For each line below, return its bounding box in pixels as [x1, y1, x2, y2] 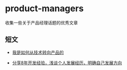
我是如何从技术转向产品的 [12, 49, 64, 55]
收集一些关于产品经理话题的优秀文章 [5, 20, 78, 25]
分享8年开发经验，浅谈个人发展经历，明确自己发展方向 [12, 60, 122, 66]
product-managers [5, 3, 84, 14]
